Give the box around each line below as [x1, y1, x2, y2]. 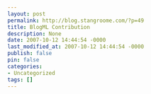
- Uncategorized [7, 69, 55, 76]
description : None [7, 30, 62, 37]
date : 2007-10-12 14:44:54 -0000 [7, 37, 106, 44]
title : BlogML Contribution [7, 23, 91, 30]
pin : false [7, 57, 40, 64]
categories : [7, 63, 43, 70]
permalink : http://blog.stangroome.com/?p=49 [7, 17, 144, 24]
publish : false [7, 50, 52, 57]
